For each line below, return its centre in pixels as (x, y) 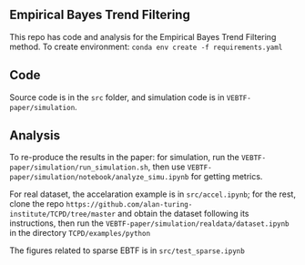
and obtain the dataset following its (183, 214)
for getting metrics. (227, 177)
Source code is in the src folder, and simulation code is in (117, 97)
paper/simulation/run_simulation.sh (79, 168)
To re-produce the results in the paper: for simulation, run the (124, 158)
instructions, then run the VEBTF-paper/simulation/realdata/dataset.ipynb (149, 223)
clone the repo (37, 204)
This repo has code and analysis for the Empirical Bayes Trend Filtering (143, 36)
